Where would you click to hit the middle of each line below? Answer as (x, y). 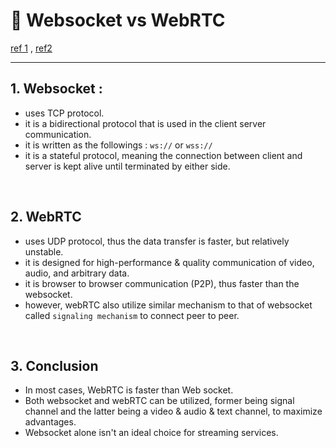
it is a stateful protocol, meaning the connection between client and (163, 155)
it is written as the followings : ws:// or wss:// (118, 145)
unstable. (44, 251)
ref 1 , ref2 (31, 48)
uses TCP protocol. (64, 113)
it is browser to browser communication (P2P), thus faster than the (162, 283)
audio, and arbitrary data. (77, 273)
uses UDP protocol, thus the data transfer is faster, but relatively (157, 241)
